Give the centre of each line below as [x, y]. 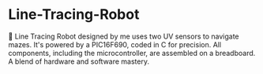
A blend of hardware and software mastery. [79, 61]
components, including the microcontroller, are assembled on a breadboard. [132, 53]
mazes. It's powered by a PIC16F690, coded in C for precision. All [115, 44]
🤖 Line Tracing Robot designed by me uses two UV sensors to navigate [124, 36]
